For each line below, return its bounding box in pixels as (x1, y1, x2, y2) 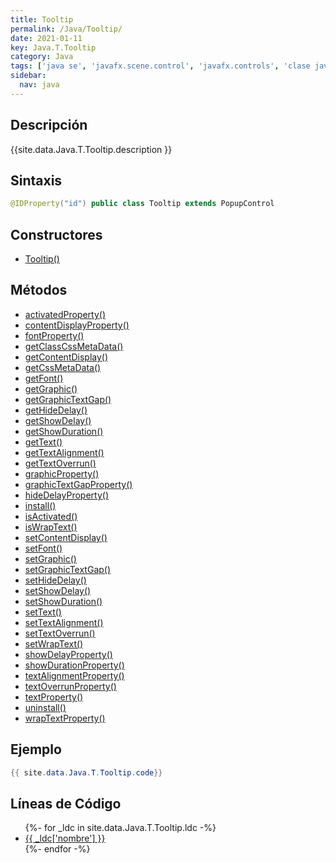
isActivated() (24, 510, 78, 522)
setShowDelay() (24, 584, 92, 596)
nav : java (19, 80, 60, 90)
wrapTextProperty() (24, 712, 106, 724)
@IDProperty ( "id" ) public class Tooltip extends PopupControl (10, 199, 275, 209)
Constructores (10, 226, 103, 243)
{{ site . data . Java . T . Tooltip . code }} (10, 767, 163, 778)
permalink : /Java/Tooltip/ (10, 24, 123, 34)
